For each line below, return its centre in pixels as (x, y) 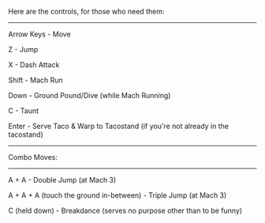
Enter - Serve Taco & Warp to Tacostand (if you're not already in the (118, 126)
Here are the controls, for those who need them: (86, 11)
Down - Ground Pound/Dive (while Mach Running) (90, 95)
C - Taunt (24, 111)
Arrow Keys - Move (39, 34)
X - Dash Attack (34, 65)
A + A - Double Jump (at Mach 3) (62, 180)
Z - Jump (23, 49)
